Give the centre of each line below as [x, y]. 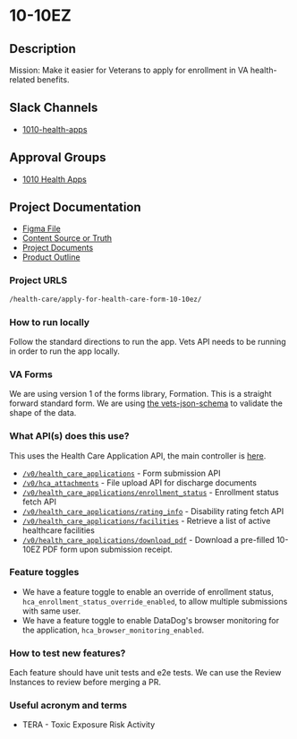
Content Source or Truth [67, 238]
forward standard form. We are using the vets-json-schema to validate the [146, 403]
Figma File [41, 228]
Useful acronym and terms [68, 706]
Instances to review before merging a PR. [85, 683]
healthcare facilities [59, 530]
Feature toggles [44, 572]
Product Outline [51, 257]
